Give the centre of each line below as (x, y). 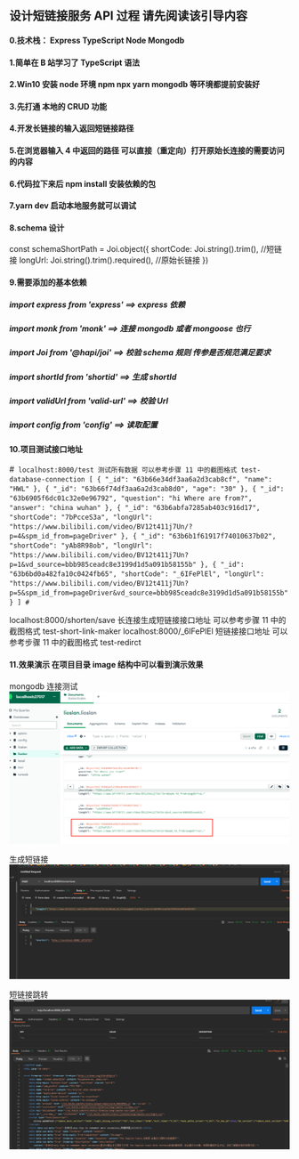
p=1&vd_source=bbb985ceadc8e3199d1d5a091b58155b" (103, 565)
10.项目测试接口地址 (46, 449)
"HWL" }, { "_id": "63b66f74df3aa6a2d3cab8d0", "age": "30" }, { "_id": (147, 489)
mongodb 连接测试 (44, 686)
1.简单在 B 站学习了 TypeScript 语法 (75, 62)
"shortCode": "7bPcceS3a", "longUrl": (81, 518)
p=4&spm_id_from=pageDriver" (63, 537)
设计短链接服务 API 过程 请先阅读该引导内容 (129, 16)
